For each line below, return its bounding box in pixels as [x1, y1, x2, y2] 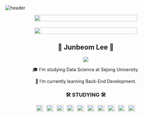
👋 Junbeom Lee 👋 [58, 43, 114, 52]
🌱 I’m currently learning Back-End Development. [35, 78, 137, 84]
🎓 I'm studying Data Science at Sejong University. [32, 66, 139, 72]
